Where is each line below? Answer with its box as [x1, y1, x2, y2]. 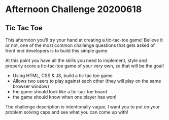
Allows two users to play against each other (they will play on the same [12, 78, 161, 84]
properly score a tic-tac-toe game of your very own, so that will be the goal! [5, 63, 164, 69]
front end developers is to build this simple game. [5, 48, 109, 53]
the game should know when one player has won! [12, 94, 117, 100]
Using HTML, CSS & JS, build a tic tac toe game [12, 73, 113, 79]
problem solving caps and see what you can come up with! [5, 109, 128, 115]
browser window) [12, 83, 50, 89]
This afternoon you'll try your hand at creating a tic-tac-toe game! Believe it [5, 37, 163, 43]
